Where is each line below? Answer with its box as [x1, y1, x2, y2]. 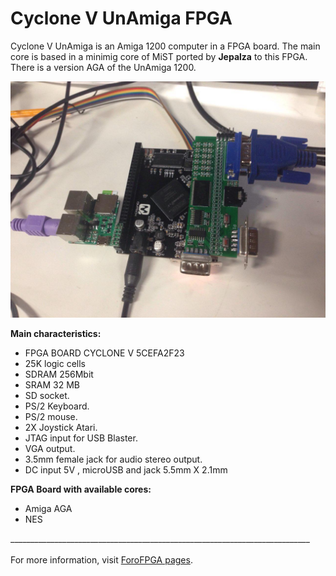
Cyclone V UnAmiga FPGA [10, 7, 233, 30]
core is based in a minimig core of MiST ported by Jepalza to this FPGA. [10, 50, 308, 62]
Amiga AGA [24, 502, 73, 514]
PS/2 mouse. [24, 410, 78, 422]
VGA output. [24, 442, 76, 454]
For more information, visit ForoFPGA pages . [10, 553, 193, 566]
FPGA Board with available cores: [10, 483, 152, 495]
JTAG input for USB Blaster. [24, 432, 138, 444]
